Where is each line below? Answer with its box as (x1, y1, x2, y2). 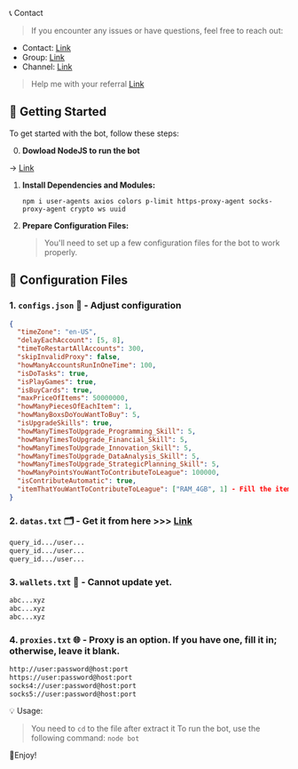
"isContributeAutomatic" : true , (17, 477, 137, 485)
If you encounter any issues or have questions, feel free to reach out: (30, 26, 284, 36)
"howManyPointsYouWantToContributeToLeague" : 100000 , (17, 469, 220, 477)
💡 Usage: (9, 706, 43, 717)
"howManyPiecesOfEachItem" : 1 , (17, 402, 133, 412)
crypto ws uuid (69, 204, 126, 213)
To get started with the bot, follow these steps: (9, 128, 180, 139)
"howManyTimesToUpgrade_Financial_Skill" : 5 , (17, 435, 189, 444)
